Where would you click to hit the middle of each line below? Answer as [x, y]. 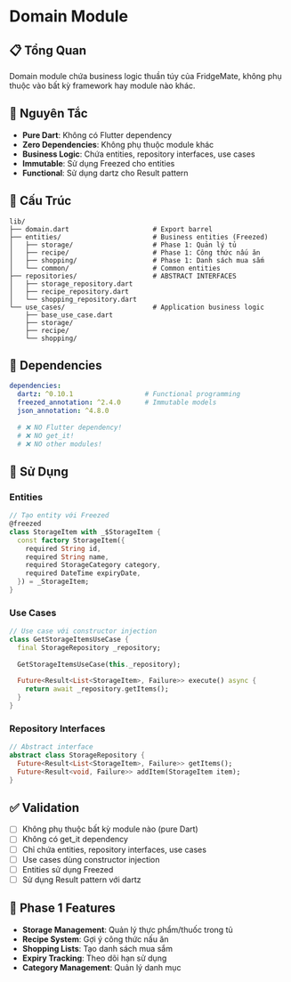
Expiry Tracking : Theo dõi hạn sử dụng [94, 958]
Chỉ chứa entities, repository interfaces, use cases [114, 849]
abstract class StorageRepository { [77, 755]
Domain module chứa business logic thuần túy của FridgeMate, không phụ [145, 76]
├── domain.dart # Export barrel [111, 229]
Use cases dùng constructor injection [91, 859]
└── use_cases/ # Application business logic [137, 307]
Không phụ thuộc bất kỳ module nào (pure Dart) [110, 829]
